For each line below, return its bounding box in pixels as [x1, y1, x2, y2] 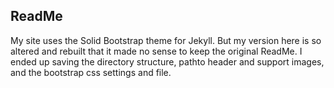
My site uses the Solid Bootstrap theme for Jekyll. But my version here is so [10, 34, 322, 46]
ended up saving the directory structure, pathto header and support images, [10, 55, 325, 68]
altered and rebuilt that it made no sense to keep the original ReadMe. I [10, 45, 303, 57]
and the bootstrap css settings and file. [10, 66, 172, 78]
